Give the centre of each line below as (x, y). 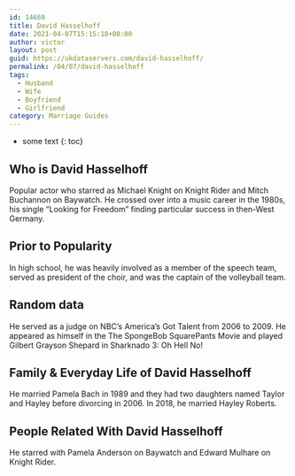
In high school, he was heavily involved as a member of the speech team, (143, 267)
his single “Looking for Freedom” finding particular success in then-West (142, 209)
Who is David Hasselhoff (79, 169)
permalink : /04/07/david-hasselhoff (77, 67)
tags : (19, 75)
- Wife (29, 91)
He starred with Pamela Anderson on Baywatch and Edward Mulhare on (140, 453)
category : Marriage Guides (59, 116)
